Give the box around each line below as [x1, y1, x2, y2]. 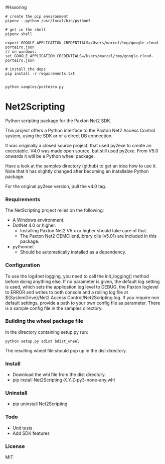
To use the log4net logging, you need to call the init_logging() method [5, 273, 149, 279]
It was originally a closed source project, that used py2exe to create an [5, 142, 152, 148]
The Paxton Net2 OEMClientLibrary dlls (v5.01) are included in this [20, 233, 157, 239]
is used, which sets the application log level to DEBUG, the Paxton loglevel [5, 284, 159, 290]
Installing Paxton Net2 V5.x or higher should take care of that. [20, 228, 147, 234]
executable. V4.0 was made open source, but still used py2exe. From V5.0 [5, 148, 158, 154]
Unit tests [12, 425, 33, 431]
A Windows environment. [12, 217, 65, 223]
